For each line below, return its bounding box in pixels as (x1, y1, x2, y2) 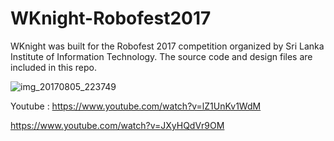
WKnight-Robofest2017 (10, 7, 212, 30)
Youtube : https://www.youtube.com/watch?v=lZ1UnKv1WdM (10, 100, 262, 112)
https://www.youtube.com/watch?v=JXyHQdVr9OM (10, 119, 225, 131)
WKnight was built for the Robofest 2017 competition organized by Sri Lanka (10, 40, 325, 52)
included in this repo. (10, 61, 97, 73)
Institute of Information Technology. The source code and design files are (10, 50, 313, 62)
